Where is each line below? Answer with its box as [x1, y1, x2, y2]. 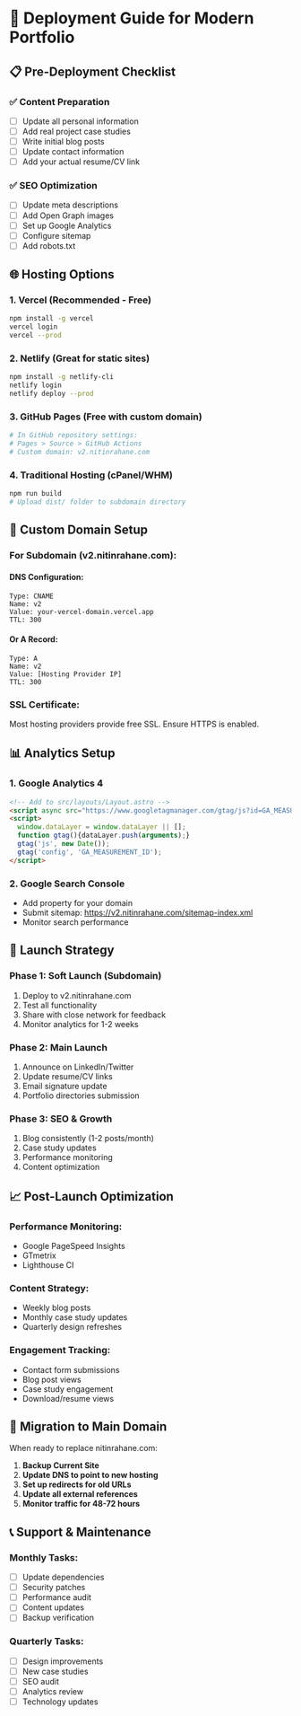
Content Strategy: [9, 1281, 90, 1294]
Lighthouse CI [21, 1259, 74, 1270]
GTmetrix [21, 1250, 56, 1261]
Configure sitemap [21, 230, 91, 241]
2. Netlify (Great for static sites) [9, 352, 150, 365]
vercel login [9, 322, 58, 331]
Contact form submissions [21, 1364, 120, 1375]
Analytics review [21, 1685, 83, 1696]
